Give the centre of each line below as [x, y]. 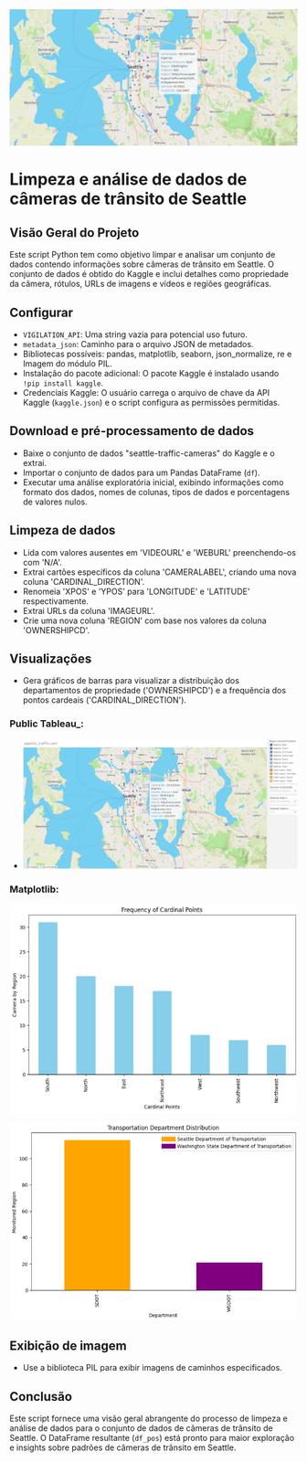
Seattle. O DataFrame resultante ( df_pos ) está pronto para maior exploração [152, 1438]
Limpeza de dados [63, 530]
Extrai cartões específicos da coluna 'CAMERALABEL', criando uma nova [159, 572]
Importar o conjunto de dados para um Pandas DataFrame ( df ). [141, 472]
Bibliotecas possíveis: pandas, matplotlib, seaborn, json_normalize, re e [157, 354]
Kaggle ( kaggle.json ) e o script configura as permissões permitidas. [151, 403]
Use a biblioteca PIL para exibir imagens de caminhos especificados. [153, 1368]
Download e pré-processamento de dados [132, 431]
